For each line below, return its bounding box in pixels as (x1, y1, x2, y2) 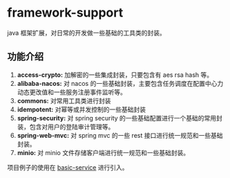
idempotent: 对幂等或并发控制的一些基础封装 (17, 105, 146, 114)
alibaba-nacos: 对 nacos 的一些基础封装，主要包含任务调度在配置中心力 (17, 79, 224, 87)
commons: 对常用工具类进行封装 (17, 96, 111, 105)
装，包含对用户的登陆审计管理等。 (17, 123, 115, 131)
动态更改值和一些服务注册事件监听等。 (17, 88, 126, 96)
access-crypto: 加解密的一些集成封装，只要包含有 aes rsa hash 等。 (17, 71, 213, 79)
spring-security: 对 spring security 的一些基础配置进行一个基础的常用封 (17, 114, 223, 122)
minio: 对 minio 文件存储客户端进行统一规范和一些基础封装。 (17, 148, 190, 157)
